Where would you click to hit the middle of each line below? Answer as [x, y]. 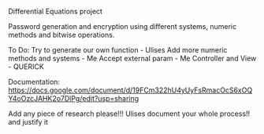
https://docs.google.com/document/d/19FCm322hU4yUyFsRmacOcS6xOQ [130, 90]
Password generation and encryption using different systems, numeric [123, 26]
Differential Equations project [55, 11]
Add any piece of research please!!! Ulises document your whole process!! [129, 114]
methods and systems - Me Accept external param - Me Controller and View [132, 58]
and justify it [28, 122]
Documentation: [34, 82]
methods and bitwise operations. [61, 35]
